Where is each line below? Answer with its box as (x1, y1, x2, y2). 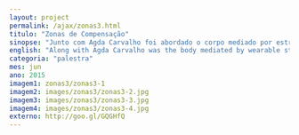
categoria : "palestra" (9, 54, 93, 63)
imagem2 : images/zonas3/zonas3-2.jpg (9, 87, 149, 96)
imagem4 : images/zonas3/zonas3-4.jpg (9, 104, 149, 113)
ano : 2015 (9, 71, 46, 80)
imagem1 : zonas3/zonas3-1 (9, 79, 105, 88)
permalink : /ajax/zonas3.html (9, 21, 122, 30)
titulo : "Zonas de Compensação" (9, 29, 129, 38)
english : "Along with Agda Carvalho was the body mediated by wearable (9, 46, 280, 55)
